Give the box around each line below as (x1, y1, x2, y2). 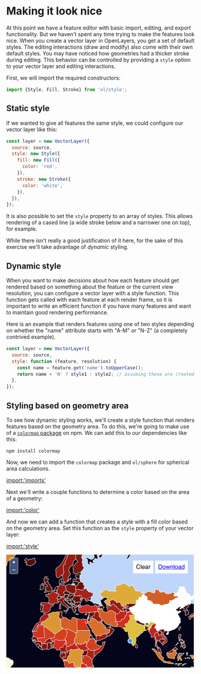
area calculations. (6, 465, 50, 472)
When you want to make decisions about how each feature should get (6, 277, 179, 284)
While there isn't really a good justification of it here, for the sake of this (6, 237, 183, 245)
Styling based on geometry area (6, 401, 129, 411)
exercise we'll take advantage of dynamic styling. (6, 243, 129, 251)
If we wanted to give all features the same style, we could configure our (6, 119, 184, 126)
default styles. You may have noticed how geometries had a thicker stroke (6, 49, 190, 57)
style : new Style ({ (11, 151, 61, 157)
